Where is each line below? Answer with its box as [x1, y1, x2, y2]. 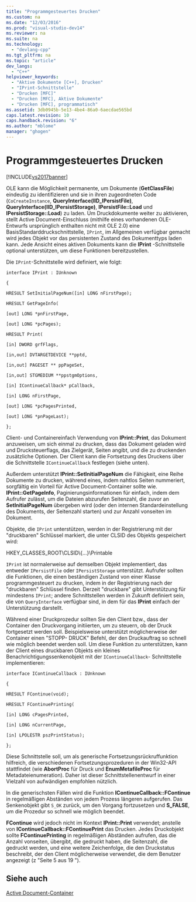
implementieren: [6, 659, 46, 666]
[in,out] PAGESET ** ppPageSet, [6, 362, 85, 368]
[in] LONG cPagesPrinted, [6, 711, 69, 718]
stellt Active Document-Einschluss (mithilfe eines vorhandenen [6, 215, 158, 223]
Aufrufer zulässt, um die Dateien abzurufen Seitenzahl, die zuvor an [6, 495, 170, 502]
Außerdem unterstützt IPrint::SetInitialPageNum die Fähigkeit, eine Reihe [6, 470, 184, 477]
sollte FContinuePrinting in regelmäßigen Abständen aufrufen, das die [6, 832, 177, 839]
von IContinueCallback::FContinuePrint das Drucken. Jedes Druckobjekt [6, 825, 184, 832]
